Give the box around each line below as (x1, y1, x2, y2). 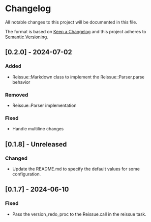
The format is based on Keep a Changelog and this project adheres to (5, 28, 147, 34)
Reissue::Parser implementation (12, 102, 77, 108)
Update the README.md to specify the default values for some (12, 166, 140, 172)
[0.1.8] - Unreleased (5, 140, 67, 148)
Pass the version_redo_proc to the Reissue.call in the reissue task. (12, 211, 147, 217)
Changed (5, 155, 28, 162)
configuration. (12, 171, 41, 177)
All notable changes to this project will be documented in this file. (5, 19, 138, 25)
